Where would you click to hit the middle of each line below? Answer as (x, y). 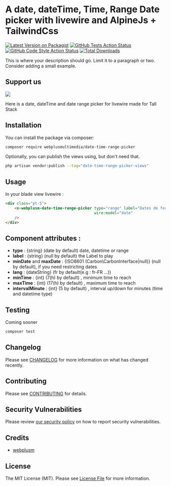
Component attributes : (43, 238)
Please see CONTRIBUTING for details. (46, 393)
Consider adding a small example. (41, 66)
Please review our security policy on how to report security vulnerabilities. (83, 422)
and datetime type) (33, 294)
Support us (23, 82)
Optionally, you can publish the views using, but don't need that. (73, 157)
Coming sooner (21, 322)
